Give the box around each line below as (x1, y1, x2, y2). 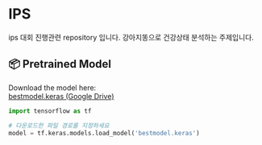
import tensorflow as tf (8, 106, 92, 115)
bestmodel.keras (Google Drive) (8, 91, 114, 101)
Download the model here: (8, 82, 97, 93)
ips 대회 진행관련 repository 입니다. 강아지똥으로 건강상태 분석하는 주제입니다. (8, 32, 254, 42)
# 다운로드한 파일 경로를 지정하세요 (8, 122, 110, 130)
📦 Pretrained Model (8, 57, 111, 71)
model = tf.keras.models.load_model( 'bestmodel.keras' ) (8, 129, 200, 137)
